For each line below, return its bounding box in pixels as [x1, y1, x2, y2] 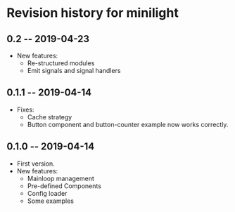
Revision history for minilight [6, 5, 179, 21]
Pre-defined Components [27, 181, 101, 190]
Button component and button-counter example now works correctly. [27, 120, 229, 128]
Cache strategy [27, 112, 72, 121]
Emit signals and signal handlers [27, 67, 121, 74]
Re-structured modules [27, 59, 95, 67]
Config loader [27, 189, 68, 197]
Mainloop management [27, 174, 94, 183]
